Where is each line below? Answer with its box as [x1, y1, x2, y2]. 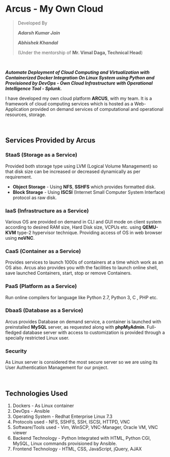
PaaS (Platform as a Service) [5, 283, 77, 290]
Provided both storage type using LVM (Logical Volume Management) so [5, 163, 158, 169]
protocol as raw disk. [12, 194, 57, 201]
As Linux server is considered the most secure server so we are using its [5, 359, 158, 365]
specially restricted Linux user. [5, 334, 70, 341]
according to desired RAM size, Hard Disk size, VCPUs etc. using [5, 224, 141, 230]
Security [5, 347, 27, 354]
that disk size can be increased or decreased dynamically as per [5, 168, 141, 175]
